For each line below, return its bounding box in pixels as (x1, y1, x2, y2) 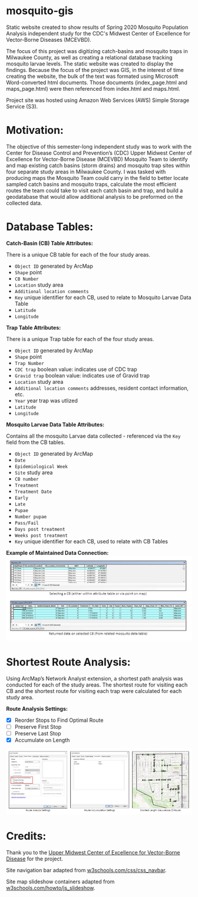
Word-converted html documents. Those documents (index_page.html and (6, 78, 187, 86)
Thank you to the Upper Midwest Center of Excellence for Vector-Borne (6, 849, 180, 856)
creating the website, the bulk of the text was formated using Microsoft (6, 73, 179, 80)
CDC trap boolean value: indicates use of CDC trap (14, 366, 137, 373)
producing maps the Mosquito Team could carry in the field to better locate (6, 174, 189, 181)
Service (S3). (6, 103, 38, 110)
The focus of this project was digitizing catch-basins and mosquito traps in (6, 47, 188, 54)
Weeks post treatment (14, 533, 68, 538)
